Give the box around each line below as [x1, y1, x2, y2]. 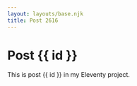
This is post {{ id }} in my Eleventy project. [7, 70, 131, 79]
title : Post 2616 [7, 17, 59, 24]
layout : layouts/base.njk [7, 10, 83, 18]
